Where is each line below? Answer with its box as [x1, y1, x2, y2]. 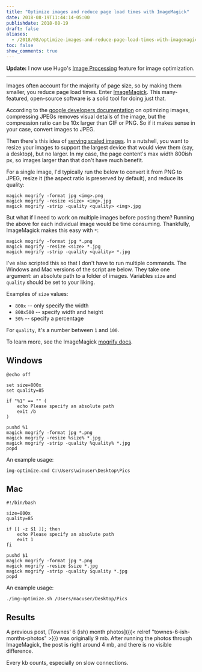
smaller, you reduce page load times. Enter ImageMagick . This [6, 88, 161, 95]
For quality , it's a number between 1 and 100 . [6, 326, 120, 333]
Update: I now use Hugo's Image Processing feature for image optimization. [6, 64, 195, 72]
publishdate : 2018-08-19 [6, 20, 69, 26]
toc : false [6, 43, 34, 49]
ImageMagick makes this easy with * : [6, 227, 99, 234]
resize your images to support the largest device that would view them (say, [6, 143, 194, 151]
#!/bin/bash [6, 500, 36, 506]
